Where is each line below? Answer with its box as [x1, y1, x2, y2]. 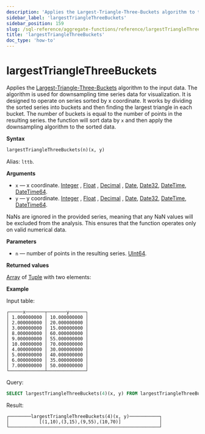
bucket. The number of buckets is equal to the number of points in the [6, 110, 182, 117]
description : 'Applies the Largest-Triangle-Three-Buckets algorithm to [6, 9, 195, 15]
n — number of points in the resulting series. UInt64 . [15, 249, 147, 257]
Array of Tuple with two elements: [6, 273, 92, 280]
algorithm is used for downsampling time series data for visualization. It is [6, 90, 192, 98]
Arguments [6, 170, 36, 177]
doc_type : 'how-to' [6, 37, 56, 43]
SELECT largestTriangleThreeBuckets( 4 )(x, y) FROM [6, 390, 138, 397]
